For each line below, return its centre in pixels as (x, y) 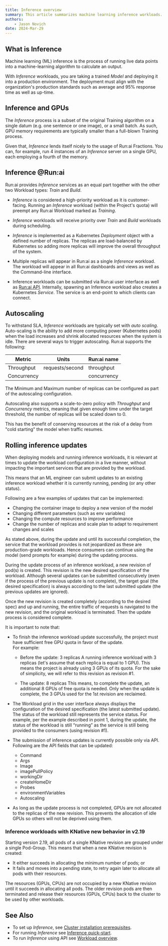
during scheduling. (32, 226)
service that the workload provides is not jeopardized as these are (73, 545)
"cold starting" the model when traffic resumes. (54, 429)
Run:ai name (104, 359)
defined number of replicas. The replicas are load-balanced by (77, 241)
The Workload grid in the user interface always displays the (74, 704)
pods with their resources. (39, 874)
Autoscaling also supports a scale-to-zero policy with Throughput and (78, 404)
